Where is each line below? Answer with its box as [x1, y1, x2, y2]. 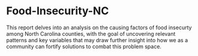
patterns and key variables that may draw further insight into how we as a [6, 36, 188, 43]
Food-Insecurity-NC [6, 4, 109, 18]
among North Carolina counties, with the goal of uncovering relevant [6, 30, 176, 37]
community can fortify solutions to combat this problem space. [6, 43, 162, 50]
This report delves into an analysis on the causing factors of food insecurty [6, 24, 192, 31]
